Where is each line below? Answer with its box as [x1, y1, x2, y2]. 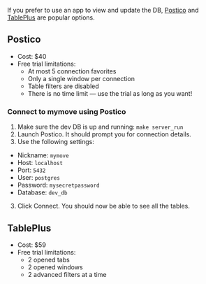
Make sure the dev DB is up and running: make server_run [17, 122, 184, 132]
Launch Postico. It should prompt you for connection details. [17, 130, 192, 139]
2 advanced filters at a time [27, 270, 107, 278]
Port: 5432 [17, 166, 46, 174]
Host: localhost [17, 159, 63, 167]
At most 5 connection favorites [27, 66, 117, 76]
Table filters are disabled [27, 82, 99, 90]
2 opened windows [27, 262, 83, 271]
